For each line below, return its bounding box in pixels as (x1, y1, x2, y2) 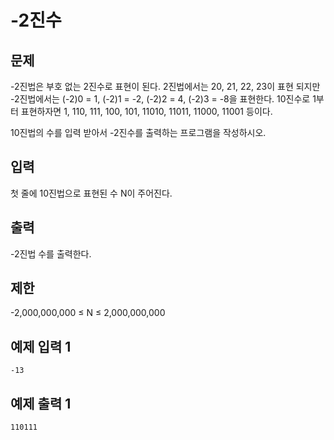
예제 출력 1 (10, 395, 72, 412)
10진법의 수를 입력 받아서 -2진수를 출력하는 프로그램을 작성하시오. (10, 127, 267, 138)
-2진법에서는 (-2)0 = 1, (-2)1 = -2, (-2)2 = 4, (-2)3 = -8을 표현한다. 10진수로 (10, 93, 311, 105)
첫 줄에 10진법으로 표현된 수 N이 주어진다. (10, 187, 173, 199)
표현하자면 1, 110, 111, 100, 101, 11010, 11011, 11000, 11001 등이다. (20, 106, 273, 117)
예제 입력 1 (10, 338, 72, 355)
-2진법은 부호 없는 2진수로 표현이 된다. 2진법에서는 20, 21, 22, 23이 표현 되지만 (10, 81, 321, 92)
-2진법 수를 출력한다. (10, 247, 92, 260)
